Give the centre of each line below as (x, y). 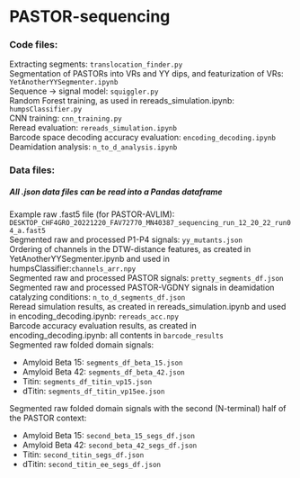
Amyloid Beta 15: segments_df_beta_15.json (102, 363)
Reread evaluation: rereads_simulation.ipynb (93, 128)
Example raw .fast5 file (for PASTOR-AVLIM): (92, 214)
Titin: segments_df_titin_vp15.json (87, 382)
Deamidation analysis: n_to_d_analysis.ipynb (93, 147)
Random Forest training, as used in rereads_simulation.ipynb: (122, 101)
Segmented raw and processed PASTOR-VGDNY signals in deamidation (142, 288)
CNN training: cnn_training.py (66, 118)
